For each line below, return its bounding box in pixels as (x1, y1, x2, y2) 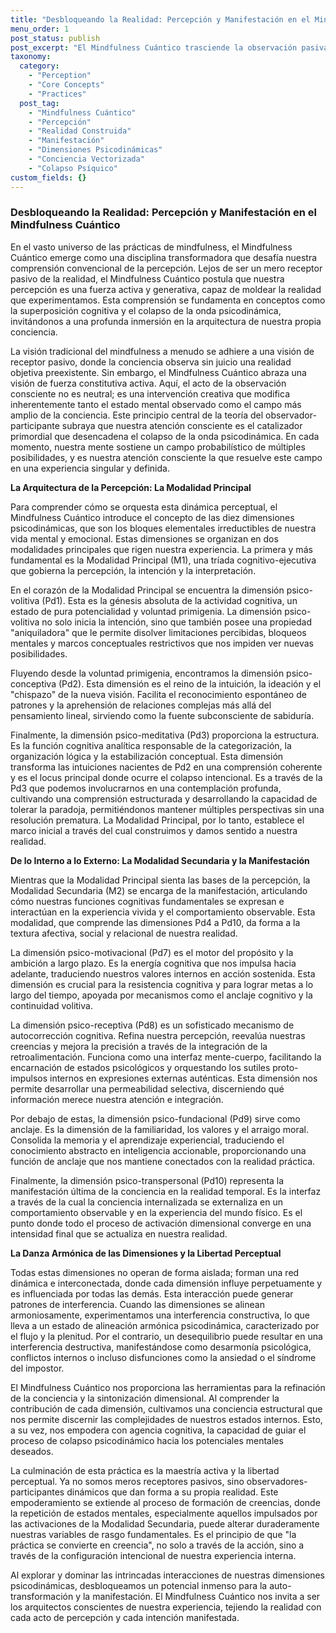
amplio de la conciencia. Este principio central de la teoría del (10, 409, 264, 421)
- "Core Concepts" (28, 80, 105, 90)
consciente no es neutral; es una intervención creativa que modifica (10, 387, 291, 400)
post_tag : (19, 98, 60, 108)
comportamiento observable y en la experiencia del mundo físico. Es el (10, 1206, 303, 1218)
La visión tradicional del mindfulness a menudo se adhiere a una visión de (10, 345, 315, 357)
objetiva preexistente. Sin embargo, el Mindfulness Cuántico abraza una (10, 366, 307, 378)
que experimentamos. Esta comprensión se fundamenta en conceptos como (10, 294, 326, 306)
